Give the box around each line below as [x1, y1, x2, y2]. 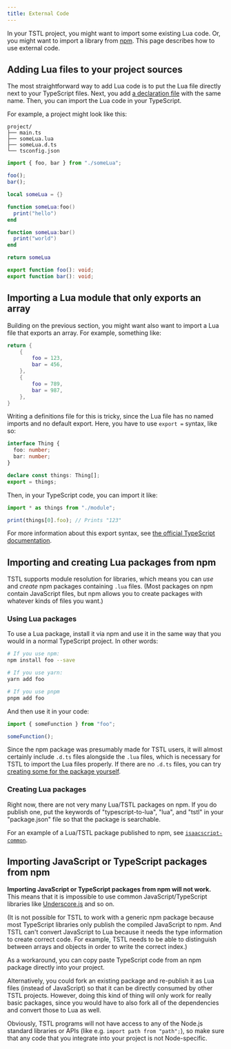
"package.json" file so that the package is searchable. [7, 815, 161, 823]
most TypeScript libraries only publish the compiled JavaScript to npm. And [7, 920, 222, 929]
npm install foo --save [7, 657, 76, 664]
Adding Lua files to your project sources [7, 64, 183, 76]
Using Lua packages [7, 614, 77, 624]
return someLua [7, 254, 51, 261]
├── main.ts [7, 129, 41, 137]
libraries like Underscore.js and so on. [7, 899, 115, 908]
